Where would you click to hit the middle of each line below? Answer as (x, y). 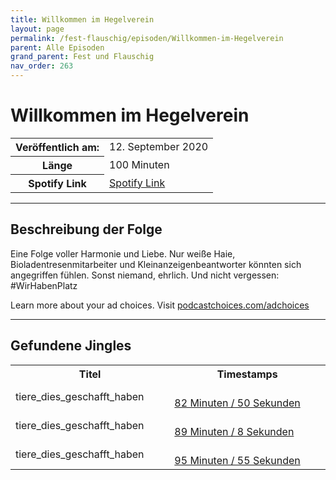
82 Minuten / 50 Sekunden (237, 403)
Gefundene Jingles (71, 346)
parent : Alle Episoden (57, 47)
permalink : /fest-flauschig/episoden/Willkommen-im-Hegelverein (147, 38)
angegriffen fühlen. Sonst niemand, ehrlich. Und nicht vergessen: (145, 275)
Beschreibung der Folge (86, 229)
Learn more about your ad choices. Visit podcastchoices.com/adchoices (160, 305)
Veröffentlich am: (57, 147)
